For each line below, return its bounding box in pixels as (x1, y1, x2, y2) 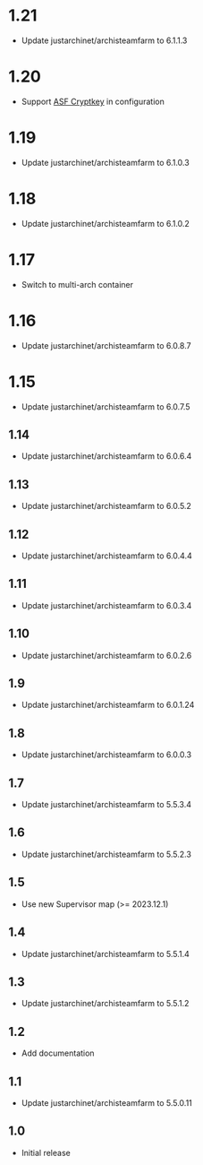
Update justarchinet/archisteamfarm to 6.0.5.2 (21, 501, 191, 512)
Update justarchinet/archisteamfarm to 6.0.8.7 (21, 340, 191, 350)
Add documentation (21, 1048, 95, 1058)
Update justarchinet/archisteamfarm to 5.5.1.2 (21, 998, 190, 1009)
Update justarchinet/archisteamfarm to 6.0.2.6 (21, 650, 192, 660)
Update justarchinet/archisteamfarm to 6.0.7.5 (21, 401, 190, 412)
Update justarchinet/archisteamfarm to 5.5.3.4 (21, 799, 191, 810)
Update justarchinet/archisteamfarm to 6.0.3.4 (21, 600, 192, 610)
